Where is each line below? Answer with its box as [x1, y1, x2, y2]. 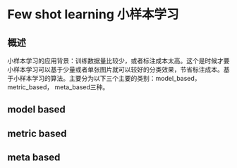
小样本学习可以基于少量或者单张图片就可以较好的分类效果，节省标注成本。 [7, 65, 224, 74]
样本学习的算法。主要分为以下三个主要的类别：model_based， [19, 75, 201, 82]
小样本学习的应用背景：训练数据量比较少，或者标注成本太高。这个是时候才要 [7, 57, 230, 65]
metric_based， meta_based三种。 [7, 83, 109, 91]
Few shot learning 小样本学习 [7, 6, 179, 22]
